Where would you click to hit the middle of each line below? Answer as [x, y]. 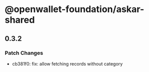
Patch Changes [24, 53]
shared [20, 20]
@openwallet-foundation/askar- [74, 9]
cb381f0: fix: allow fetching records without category [67, 63]
